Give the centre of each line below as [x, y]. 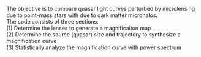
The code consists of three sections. [53, 22]
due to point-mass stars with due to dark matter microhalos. [82, 15]
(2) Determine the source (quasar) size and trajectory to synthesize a [93, 35]
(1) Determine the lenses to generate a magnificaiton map [79, 28]
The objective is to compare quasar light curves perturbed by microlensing [101, 9]
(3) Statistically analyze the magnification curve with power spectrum [94, 47]
